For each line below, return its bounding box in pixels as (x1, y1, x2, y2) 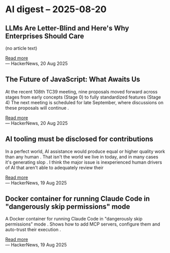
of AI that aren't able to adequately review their (5, 164, 104, 171)
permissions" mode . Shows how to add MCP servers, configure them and (5, 221, 160, 227)
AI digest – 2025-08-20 (5, 4, 107, 15)
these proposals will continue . (5, 105, 70, 111)
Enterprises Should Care (5, 31, 85, 40)
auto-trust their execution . (5, 227, 61, 233)
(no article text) (5, 45, 38, 51)
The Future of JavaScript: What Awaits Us (5, 75, 141, 84)
